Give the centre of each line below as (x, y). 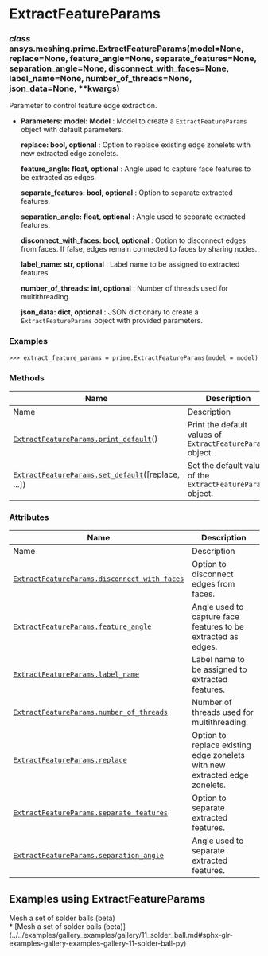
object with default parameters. (72, 130)
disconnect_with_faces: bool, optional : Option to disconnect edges (133, 240)
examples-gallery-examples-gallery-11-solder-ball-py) (98, 943)
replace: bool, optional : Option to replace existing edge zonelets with (136, 145)
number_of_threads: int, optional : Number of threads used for (124, 288)
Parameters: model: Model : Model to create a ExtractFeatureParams (134, 121)
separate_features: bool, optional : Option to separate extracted (126, 193)
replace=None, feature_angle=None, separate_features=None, (133, 59)
